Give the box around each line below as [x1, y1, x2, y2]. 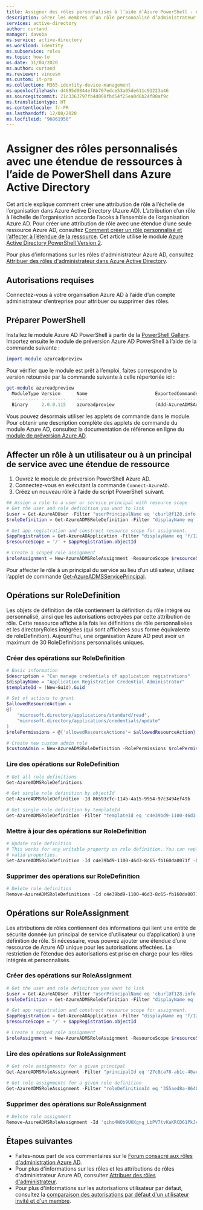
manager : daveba [6, 32, 47, 38]
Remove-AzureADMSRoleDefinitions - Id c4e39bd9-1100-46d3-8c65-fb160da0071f [6, 891, 201, 897]
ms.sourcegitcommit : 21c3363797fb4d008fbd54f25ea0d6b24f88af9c [6, 93, 169, 99]
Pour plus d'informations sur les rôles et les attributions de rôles [14, 1165, 175, 1172]
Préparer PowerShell [6, 315, 86, 325]
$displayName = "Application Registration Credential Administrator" [6, 679, 185, 685]
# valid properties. [6, 852, 59, 858]
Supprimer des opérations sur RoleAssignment [6, 1100, 147, 1108]
